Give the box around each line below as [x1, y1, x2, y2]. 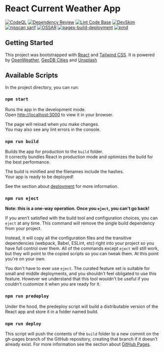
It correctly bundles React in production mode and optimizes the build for [5, 154, 153, 160]
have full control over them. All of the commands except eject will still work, [5, 245, 159, 251]
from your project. [5, 226, 42, 232]
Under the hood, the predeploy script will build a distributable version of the [5, 303, 159, 309]
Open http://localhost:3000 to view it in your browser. [5, 112, 114, 117]
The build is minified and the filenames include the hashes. [5, 169, 124, 175]
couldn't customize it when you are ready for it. [5, 281, 101, 287]
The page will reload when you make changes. [5, 121, 100, 127]
